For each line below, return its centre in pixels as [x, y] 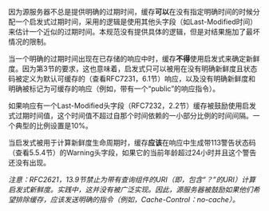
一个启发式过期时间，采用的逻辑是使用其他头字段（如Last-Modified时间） [136, 22]
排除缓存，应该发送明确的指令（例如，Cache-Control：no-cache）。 [127, 199]
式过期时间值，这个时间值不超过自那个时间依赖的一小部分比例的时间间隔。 [131, 115]
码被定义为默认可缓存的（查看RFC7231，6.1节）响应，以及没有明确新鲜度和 [132, 79]
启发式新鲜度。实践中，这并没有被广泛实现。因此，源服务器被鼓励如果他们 [131, 189]
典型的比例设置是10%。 [54, 125]
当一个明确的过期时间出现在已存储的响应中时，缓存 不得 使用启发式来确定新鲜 [134, 59]
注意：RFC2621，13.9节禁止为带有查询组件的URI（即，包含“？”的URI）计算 [132, 179]
